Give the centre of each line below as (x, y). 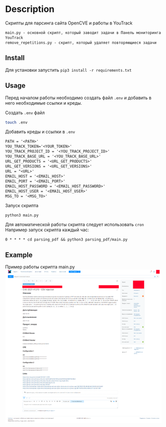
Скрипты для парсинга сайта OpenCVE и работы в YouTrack (69, 23)
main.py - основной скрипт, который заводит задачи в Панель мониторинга (83, 33)
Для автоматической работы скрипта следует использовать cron (75, 225)
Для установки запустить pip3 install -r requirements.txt (68, 70)
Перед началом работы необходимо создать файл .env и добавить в (78, 98)
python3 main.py (22, 215)
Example (19, 255)
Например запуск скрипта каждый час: (47, 230)
